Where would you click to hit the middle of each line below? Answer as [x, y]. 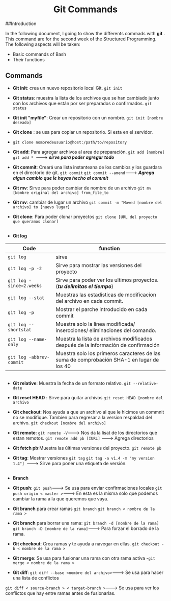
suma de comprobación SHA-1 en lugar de [107, 360]
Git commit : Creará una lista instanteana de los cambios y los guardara [87, 167]
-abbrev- [39, 357]
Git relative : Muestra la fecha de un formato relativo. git [72, 383]
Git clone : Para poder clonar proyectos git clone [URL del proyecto [85, 217]
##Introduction [21, 23]
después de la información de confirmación [108, 345]
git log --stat [26, 298]
